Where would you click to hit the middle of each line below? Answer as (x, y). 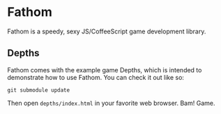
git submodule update (39, 90)
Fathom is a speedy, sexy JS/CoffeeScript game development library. (107, 31)
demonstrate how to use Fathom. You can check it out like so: (96, 77)
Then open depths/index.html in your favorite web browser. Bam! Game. (111, 103)
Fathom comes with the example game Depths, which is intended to (105, 70)
